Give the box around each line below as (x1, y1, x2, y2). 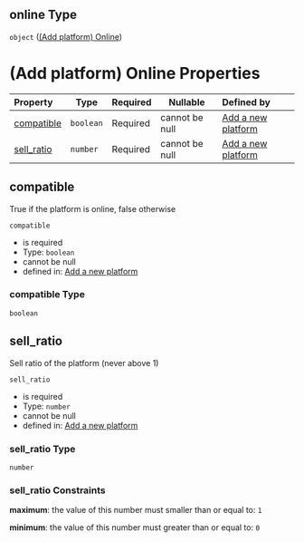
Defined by (221, 95, 271, 108)
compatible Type (9, 288, 86, 301)
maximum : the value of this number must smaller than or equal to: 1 (9, 505, 262, 516)
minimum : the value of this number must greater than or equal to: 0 (9, 522, 261, 533)
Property (14, 95, 53, 108)
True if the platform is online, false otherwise (9, 203, 176, 214)
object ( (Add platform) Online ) (9, 31, 123, 42)
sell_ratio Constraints (9, 484, 106, 497)
